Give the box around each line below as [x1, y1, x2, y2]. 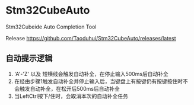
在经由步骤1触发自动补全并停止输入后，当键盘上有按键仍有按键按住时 [14, 78, 183, 85]
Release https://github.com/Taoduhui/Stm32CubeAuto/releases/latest [5, 34, 176, 42]
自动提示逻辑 [5, 53, 53, 63]
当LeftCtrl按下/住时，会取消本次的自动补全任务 [14, 93, 128, 100]
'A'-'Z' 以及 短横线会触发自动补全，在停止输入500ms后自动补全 [14, 70, 168, 77]
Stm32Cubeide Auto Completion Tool [5, 23, 97, 30]
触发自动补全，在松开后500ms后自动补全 [19, 85, 120, 92]
